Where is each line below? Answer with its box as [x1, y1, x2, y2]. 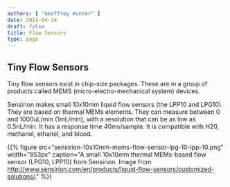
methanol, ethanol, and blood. [7, 129, 93, 138]
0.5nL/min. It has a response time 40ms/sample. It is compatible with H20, [7, 122, 220, 130]
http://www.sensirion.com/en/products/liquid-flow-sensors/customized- [7, 165, 215, 173]
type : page [7, 36, 39, 43]
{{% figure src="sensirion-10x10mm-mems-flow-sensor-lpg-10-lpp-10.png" [7, 143, 224, 151]
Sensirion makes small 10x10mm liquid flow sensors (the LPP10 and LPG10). [7, 100, 223, 108]
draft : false [7, 23, 45, 30]
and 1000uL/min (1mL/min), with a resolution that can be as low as [7, 115, 196, 123]
